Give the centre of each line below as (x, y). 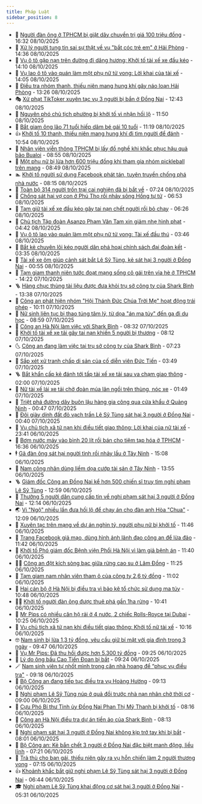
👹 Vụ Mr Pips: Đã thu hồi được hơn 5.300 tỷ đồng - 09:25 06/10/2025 (101, 652)
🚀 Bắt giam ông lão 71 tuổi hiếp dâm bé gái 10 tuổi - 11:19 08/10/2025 (100, 126)
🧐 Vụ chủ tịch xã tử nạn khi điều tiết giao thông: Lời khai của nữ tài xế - (103, 427)
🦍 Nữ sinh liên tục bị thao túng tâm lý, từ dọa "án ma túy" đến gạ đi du (101, 313)
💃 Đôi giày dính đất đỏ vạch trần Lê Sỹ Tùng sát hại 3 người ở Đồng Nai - (105, 414)
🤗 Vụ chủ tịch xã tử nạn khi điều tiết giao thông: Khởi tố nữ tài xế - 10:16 (103, 627)
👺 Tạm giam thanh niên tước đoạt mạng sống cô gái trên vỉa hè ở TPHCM (105, 272)
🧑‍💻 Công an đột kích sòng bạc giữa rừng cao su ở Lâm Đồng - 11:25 (99, 563)
